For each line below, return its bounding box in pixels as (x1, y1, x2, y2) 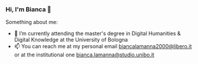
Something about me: (5, 19, 58, 26)
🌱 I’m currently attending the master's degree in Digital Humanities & (14, 30, 181, 37)
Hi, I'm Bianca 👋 (5, 5, 51, 14)
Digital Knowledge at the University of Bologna (14, 36, 128, 43)
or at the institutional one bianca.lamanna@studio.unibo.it (14, 51, 155, 58)
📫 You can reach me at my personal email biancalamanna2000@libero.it (14, 43, 192, 50)
